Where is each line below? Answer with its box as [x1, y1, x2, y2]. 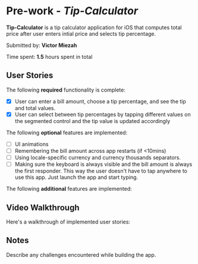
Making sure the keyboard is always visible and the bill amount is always [14, 161, 193, 168]
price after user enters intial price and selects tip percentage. [6, 30, 156, 37]
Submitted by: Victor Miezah [6, 42, 77, 49]
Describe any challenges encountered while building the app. [6, 251, 156, 258]
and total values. [14, 104, 56, 111]
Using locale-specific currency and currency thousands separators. [14, 154, 181, 161]
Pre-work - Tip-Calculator [6, 4, 139, 18]
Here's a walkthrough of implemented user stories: [6, 218, 131, 225]
